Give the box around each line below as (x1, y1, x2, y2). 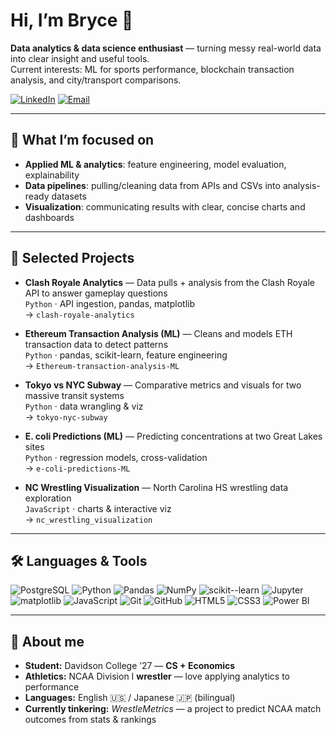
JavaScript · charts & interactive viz (24, 502, 172, 514)
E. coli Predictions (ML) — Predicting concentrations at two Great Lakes (24, 430, 323, 442)
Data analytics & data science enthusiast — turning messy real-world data (10, 42, 322, 54)
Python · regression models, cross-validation (24, 451, 208, 463)
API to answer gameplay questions (24, 287, 168, 299)
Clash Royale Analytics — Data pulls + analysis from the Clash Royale (24, 276, 315, 288)
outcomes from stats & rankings (24, 714, 157, 726)
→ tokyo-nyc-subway (24, 410, 108, 423)
